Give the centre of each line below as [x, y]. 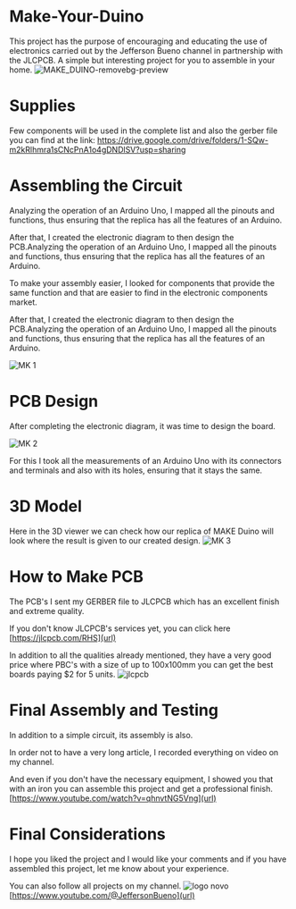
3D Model [46, 506]
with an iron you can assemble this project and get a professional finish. [141, 788]
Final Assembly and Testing [114, 710]
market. [23, 302]
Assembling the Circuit [96, 186]
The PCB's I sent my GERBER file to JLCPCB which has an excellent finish [144, 602]
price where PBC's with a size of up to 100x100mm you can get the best [141, 664]
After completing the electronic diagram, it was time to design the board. [143, 425]
